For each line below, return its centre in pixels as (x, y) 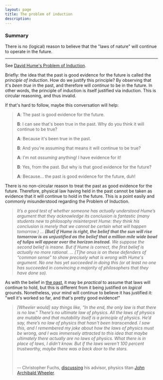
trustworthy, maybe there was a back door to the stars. (72, 348)
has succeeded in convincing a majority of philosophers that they (83, 267)
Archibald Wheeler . (36, 373)
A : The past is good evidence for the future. (61, 114)
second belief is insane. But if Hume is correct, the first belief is (80, 247)
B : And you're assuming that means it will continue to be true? (79, 148)
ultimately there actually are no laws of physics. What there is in (81, 338)
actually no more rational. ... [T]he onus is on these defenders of (81, 252)
